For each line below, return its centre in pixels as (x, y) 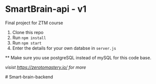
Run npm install (29, 38)
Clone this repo (28, 32)
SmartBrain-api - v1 (46, 9)
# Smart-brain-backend (29, 77)
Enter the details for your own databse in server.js (64, 48)
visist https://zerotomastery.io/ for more (46, 67)
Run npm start (27, 42)
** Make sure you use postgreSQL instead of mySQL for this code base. (78, 57)
